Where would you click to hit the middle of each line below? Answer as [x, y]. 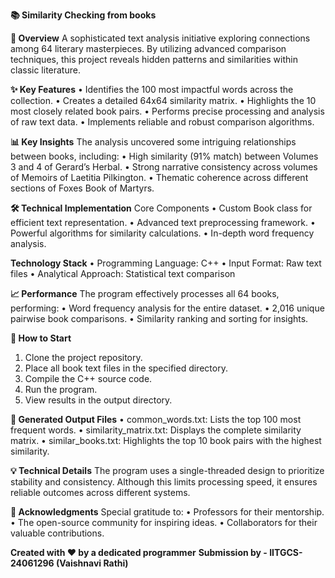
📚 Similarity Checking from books [83, 15]
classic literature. [45, 70]
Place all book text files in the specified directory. [126, 368]
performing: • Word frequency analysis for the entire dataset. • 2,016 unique [167, 308]
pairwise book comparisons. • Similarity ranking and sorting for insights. [159, 318]
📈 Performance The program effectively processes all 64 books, [145, 293]
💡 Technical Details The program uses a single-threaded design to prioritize [167, 470]
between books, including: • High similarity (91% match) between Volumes [164, 156]
